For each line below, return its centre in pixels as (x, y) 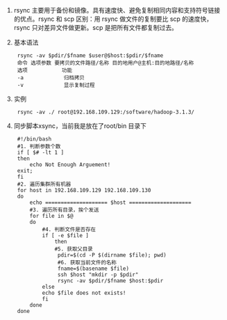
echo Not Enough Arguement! (70, 165)
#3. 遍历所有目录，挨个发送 (64, 210)
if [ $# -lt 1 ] (41, 152)
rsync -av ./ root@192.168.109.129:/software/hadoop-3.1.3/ (106, 112)
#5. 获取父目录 (74, 249)
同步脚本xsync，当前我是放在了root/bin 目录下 (80, 126)
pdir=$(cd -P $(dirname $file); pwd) (112, 255)
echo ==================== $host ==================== (110, 202)
